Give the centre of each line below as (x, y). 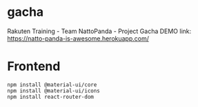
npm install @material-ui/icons (53, 90)
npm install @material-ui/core (52, 85)
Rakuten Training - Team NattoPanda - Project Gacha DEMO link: (99, 31)
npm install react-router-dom (51, 97)
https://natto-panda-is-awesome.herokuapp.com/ (78, 38)
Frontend (34, 67)
